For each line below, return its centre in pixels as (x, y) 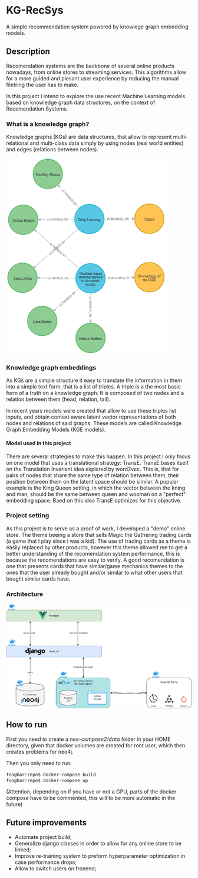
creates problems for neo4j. (40, 751)
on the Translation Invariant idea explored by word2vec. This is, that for (93, 469)
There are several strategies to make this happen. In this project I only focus (98, 456)
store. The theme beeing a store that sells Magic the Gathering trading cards (99, 534)
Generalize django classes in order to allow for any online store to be (98, 843)
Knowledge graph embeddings (51, 367)
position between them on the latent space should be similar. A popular (92, 481)
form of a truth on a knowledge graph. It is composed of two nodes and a (95, 393)
